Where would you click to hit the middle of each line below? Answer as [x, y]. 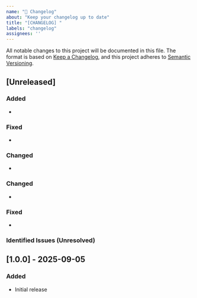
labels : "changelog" [32, 28]
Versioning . [20, 64]
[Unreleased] [31, 82]
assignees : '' [24, 34]
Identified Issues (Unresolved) [51, 240]
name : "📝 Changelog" [32, 12]
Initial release [31, 289]
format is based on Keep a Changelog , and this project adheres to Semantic [98, 57]
